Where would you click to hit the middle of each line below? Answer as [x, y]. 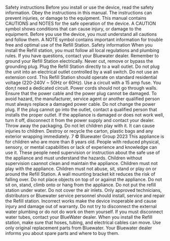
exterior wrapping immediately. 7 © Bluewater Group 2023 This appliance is [85, 136]
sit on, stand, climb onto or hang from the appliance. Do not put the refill [81, 185]
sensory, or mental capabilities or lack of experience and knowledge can [81, 147]
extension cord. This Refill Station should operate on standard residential [81, 77]
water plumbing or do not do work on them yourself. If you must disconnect [84, 212]
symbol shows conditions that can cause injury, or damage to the [73, 29]
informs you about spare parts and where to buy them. [62, 233]
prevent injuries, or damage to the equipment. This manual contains [76, 18]
